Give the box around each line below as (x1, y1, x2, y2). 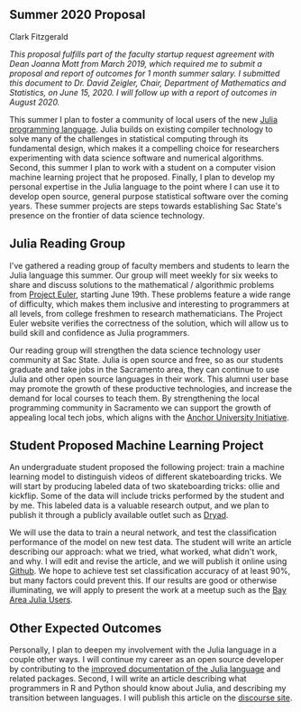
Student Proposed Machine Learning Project (9, 438, 264, 454)
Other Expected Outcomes (9, 620, 162, 635)
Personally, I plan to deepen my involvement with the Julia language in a (9, 644, 278, 655)
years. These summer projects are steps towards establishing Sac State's (9, 200, 282, 211)
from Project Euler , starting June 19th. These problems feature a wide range (9, 289, 291, 300)
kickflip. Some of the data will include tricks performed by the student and (9, 491, 285, 502)
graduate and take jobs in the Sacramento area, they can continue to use (9, 364, 279, 374)
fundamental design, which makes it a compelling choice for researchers (9, 143, 279, 153)
